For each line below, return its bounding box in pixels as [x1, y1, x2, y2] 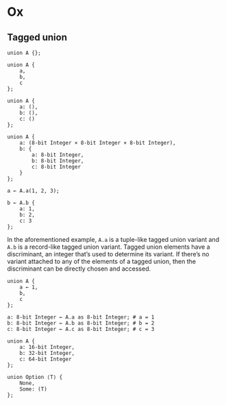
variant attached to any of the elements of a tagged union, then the [7, 258, 197, 265]
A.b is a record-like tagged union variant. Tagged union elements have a [7, 243, 210, 251]
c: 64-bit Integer [19, 356, 72, 363]
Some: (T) [19, 386, 48, 393]
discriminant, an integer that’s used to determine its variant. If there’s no [7, 250, 210, 258]
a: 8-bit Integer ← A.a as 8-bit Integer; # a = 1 [7, 314, 155, 321]
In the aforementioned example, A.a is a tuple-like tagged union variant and [7, 236, 220, 243]
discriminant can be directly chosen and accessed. [7, 265, 151, 273]
